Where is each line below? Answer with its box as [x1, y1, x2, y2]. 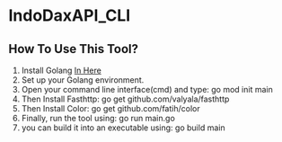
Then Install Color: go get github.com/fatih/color [21, 103, 200, 113]
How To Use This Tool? [8, 41, 139, 57]
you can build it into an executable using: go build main [21, 122, 225, 133]
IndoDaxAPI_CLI [8, 5, 131, 26]
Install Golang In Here [21, 65, 102, 75]
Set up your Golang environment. [21, 75, 145, 85]
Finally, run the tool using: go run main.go [21, 113, 176, 123]
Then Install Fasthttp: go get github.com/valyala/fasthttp [21, 93, 230, 104]
